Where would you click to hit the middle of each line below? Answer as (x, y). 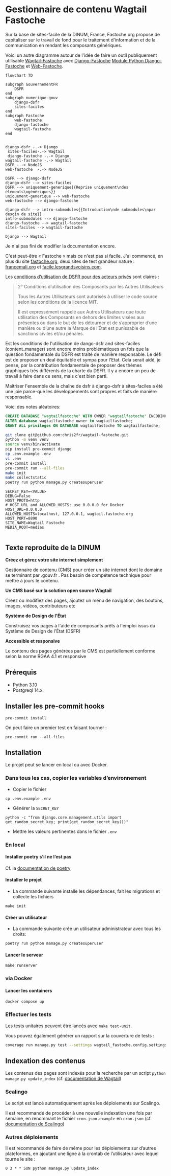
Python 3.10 (25, 685)
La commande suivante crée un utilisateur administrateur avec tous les (87, 929)
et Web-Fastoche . (45, 66)
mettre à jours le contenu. (32, 581)
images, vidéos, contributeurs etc (40, 606)
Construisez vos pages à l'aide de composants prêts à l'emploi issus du (80, 626)
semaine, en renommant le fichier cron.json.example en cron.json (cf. (78, 1118)
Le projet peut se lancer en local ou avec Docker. (56, 765)
